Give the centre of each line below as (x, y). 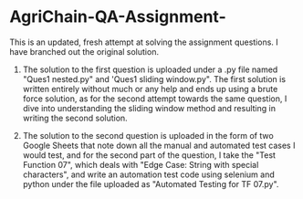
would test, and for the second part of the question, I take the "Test (149, 155)
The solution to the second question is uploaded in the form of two (148, 135)
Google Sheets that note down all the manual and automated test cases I (159, 145)
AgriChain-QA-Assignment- (118, 17)
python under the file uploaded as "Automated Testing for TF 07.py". (151, 183)
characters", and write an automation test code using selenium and (149, 174)
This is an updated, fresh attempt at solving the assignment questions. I (144, 42)
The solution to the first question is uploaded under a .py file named (150, 69)
